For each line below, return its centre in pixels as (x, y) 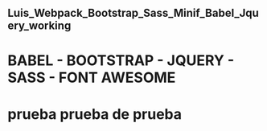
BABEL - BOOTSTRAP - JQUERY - (121, 60)
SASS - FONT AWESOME (92, 78)
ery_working (39, 26)
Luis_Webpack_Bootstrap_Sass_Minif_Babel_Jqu (133, 13)
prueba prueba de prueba (95, 114)
